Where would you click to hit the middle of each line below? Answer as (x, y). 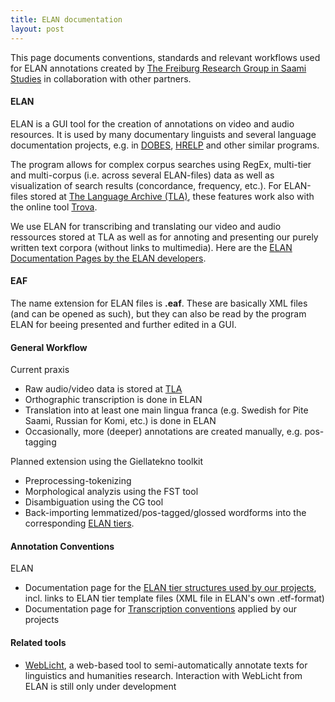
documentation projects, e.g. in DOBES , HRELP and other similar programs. (165, 145)
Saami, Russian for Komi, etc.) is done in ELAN (120, 421)
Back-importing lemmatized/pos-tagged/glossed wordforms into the (165, 513)
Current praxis (40, 370)
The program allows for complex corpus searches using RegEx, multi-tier (161, 164)
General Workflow (49, 347)
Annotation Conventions (62, 546)
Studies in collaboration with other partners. (101, 78)
